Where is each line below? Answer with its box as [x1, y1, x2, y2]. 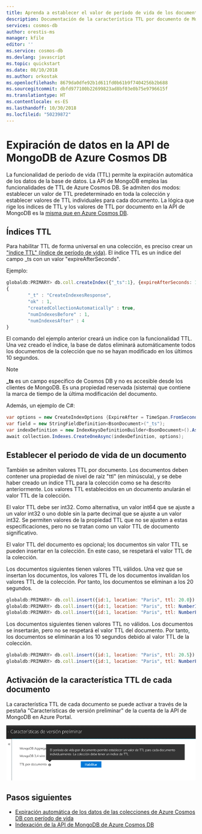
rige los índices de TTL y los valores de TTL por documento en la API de [6, 202, 185, 210]
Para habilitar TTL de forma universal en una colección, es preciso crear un [6, 243, 193, 250]
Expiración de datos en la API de [6, 138, 170, 152]
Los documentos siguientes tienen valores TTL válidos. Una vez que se [6, 565, 183, 572]
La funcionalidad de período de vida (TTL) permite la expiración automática [6, 171, 194, 178]
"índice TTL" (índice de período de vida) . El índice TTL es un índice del [6, 249, 182, 256]
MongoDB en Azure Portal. [6, 713, 73, 720]
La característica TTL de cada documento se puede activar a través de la [6, 700, 188, 707]
